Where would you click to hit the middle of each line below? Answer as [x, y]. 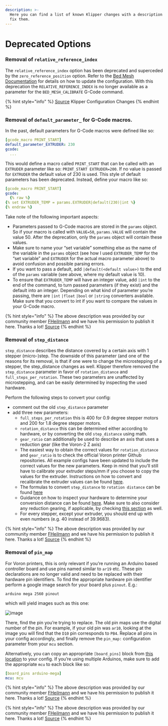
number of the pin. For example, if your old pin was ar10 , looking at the [78, 628]
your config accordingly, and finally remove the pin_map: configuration [78, 638]
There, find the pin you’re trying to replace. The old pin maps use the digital [83, 622]
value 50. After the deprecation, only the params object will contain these [87, 237]
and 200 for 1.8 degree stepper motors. [61, 423]
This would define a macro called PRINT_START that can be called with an [80, 163]
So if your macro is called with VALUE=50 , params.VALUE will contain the [84, 232]
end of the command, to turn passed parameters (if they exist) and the [85, 285]
